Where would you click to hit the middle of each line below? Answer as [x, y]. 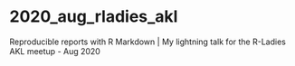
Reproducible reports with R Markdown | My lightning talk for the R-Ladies [148, 42]
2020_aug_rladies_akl [94, 17]
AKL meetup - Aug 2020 [55, 51]
